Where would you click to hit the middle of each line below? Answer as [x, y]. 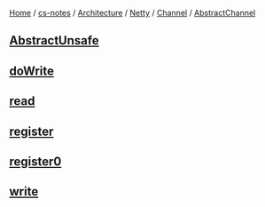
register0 [35, 161]
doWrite [32, 71]
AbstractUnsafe [54, 40]
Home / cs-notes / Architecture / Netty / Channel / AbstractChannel [132, 13]
